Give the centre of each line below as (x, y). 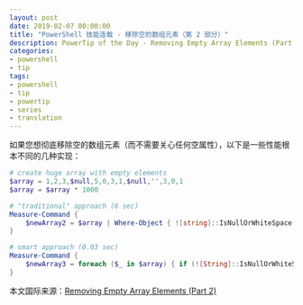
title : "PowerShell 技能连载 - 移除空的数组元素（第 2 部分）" (119, 34)
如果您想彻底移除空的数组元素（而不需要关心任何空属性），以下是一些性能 (146, 145)
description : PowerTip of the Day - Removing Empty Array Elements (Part (151, 43)
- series (26, 110)
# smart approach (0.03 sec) (64, 247)
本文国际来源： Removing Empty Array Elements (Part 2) (113, 291)
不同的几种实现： (49, 156)
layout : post (34, 18)
